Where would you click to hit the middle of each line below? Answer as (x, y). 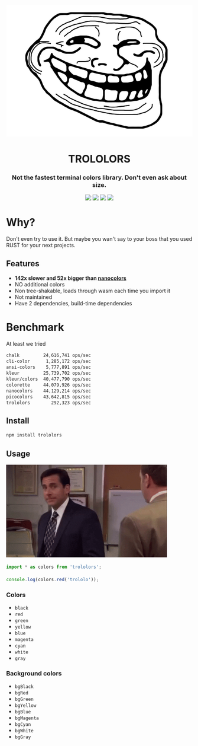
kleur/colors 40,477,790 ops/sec (49, 379)
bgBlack (24, 687)
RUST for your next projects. (41, 245)
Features (23, 264)
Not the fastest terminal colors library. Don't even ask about (99, 177)
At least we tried (26, 343)
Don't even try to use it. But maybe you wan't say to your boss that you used (99, 238)
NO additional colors (40, 284)
